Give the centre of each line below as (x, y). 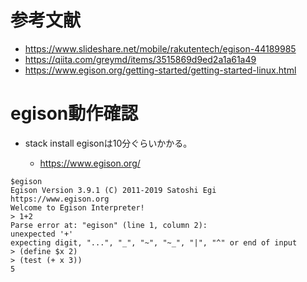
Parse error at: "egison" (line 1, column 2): (109, 225)
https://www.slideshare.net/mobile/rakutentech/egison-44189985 (160, 48)
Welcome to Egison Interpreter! (77, 207)
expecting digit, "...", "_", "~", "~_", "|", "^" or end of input (154, 242)
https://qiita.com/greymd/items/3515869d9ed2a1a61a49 (140, 59)
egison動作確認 (74, 113)
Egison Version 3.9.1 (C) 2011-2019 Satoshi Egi (113, 190)
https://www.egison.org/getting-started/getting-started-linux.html (160, 70)
